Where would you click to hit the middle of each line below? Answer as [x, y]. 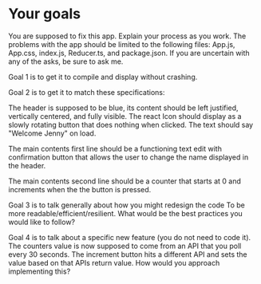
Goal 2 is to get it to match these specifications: [87, 92]
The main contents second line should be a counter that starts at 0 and [125, 181]
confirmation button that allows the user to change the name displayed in [129, 157]
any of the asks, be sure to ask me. [66, 61]
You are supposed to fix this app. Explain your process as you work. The [127, 36]
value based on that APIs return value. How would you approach [114, 262]
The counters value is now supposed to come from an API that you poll [125, 246]
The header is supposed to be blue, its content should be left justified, [123, 108]
